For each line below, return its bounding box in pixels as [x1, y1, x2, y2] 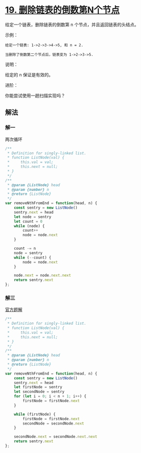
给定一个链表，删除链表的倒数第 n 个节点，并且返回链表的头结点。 [5, 22, 139, 27]
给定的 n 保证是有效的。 [5, 72, 53, 77]
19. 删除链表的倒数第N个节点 [5, 4, 120, 16]
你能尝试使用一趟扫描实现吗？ [5, 93, 65, 98]
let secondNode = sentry [14, 389, 65, 394]
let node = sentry [14, 214, 51, 219]
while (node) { [14, 223, 45, 228]
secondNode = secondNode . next [23, 421, 84, 426]
